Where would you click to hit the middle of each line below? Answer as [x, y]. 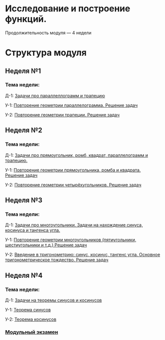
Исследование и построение [68, 9]
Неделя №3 [24, 200]
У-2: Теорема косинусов [31, 319]
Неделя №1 [23, 71]
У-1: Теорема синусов [28, 309]
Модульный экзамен [32, 332]
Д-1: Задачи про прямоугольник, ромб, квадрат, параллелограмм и [77, 155]
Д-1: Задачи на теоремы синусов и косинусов [53, 300]
